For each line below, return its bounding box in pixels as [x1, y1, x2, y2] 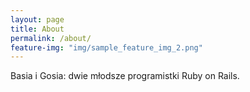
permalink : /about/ [10, 33, 92, 43]
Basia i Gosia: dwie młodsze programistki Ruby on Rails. [10, 70, 240, 82]
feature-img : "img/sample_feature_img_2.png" [10, 42, 203, 53]
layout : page [10, 14, 65, 25]
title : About [10, 24, 65, 34]
